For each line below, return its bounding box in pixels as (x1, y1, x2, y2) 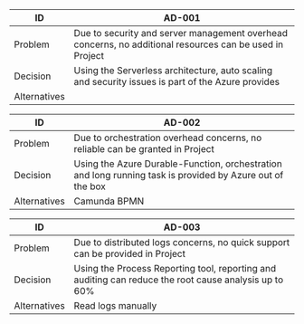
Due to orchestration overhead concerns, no (73, 131, 262, 144)
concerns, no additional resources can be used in (73, 38, 284, 51)
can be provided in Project (73, 248, 185, 260)
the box (73, 180, 106, 193)
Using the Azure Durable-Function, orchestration (73, 157, 282, 170)
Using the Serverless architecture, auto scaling (73, 64, 273, 76)
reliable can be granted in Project (73, 143, 214, 155)
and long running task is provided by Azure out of (73, 169, 284, 181)
